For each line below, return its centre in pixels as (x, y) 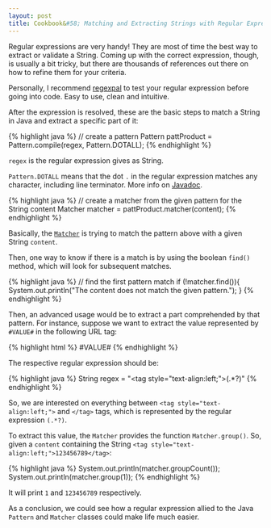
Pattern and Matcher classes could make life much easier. (104, 517)
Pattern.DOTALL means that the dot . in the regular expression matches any (133, 176)
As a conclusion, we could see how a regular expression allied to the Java (131, 508)
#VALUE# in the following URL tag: (63, 331)
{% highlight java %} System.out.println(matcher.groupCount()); (114, 468)
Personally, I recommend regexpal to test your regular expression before (129, 88)
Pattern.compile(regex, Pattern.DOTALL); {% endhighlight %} (110, 145)
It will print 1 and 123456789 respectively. (75, 492)
